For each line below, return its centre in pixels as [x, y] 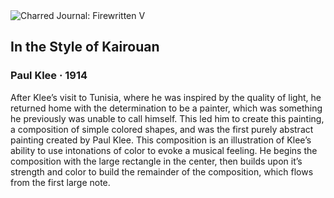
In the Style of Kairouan [85, 47]
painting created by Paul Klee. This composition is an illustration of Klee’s [161, 140]
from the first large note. [60, 182]
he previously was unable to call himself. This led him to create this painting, [167, 118]
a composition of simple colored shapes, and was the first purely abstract [162, 129]
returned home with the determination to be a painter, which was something [166, 108]
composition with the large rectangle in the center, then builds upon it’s [156, 161]
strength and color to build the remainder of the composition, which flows [162, 171]
